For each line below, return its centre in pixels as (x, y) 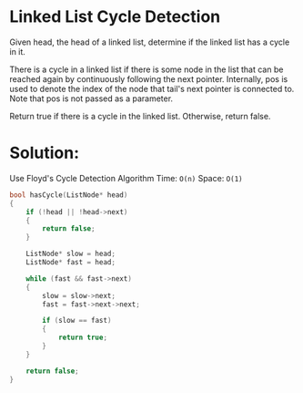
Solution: (45, 153)
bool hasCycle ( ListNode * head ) (69, 195)
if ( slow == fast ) (77, 321)
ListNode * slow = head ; (71, 254)
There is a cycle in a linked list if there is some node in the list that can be (146, 69)
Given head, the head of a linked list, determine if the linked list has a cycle (150, 42)
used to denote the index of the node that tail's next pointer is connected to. (152, 88)
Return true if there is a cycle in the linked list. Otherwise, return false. (140, 116)
